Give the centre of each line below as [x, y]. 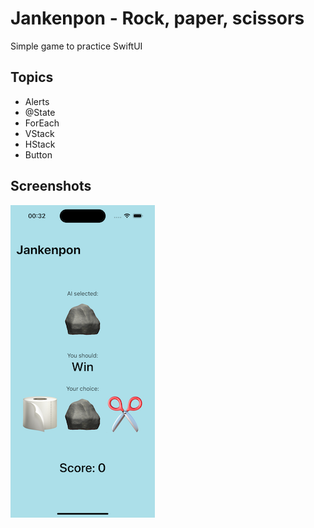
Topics [32, 77]
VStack [39, 133]
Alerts [37, 101]
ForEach [42, 123]
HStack [40, 144]
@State [40, 112]
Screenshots [51, 186]
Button [38, 154]
